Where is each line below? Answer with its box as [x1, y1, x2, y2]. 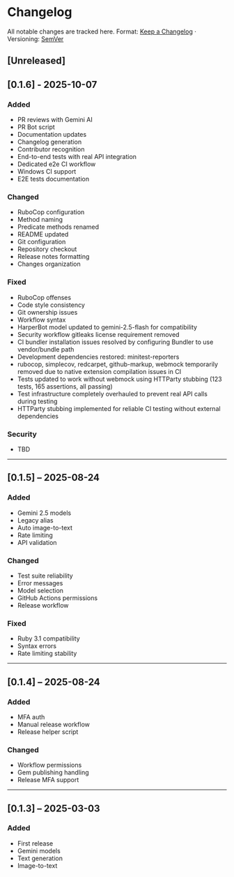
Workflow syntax [17, 315, 66, 324]
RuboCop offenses [17, 293, 72, 301]
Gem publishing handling [17, 768, 89, 777]
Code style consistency [17, 301, 86, 309]
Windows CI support [17, 167, 77, 176]
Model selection [17, 586, 64, 594]
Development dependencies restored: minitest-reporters [17, 352, 180, 361]
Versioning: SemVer [7, 34, 64, 43]
